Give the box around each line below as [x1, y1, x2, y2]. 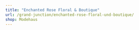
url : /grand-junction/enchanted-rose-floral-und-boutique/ [5, 12, 134, 17]
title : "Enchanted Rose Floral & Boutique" [5, 7, 100, 13]
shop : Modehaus [5, 17, 38, 22]
